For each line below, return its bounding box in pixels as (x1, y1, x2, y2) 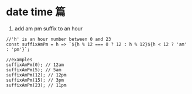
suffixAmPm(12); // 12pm (6, 72, 67, 78)
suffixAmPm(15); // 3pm (6, 77, 64, 83)
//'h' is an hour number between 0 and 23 (6, 36, 111, 42)
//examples (6, 57, 33, 62)
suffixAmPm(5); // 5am (6, 67, 61, 73)
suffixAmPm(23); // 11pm (6, 82, 67, 88)
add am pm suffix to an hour (14, 25, 83, 32)
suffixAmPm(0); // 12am (6, 62, 64, 68)
